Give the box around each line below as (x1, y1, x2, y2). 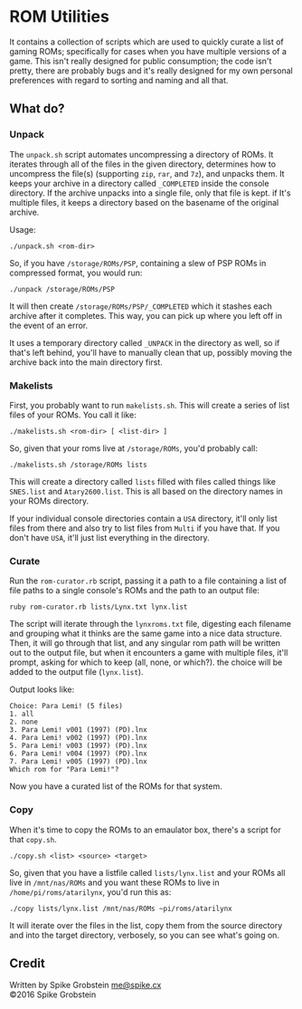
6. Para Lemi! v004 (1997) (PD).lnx (9, 749, 147, 758)
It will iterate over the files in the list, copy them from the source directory (9, 919, 283, 930)
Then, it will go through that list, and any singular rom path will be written (9, 638, 281, 649)
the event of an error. (9, 320, 89, 331)
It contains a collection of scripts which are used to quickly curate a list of (9, 36, 285, 47)
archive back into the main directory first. (9, 356, 163, 368)
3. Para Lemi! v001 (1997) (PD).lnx (9, 726, 147, 735)
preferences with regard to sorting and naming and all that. (9, 74, 229, 85)
